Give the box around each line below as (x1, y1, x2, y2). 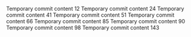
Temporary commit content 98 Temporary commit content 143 (6, 24, 159, 31)
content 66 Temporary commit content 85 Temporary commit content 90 (6, 18, 186, 24)
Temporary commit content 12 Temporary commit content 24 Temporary (6, 5, 184, 12)
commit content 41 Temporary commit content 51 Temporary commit (6, 11, 175, 18)
